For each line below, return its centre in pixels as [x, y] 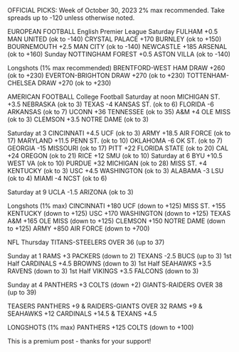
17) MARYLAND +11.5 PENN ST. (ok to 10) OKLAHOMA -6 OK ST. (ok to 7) [115, 141]
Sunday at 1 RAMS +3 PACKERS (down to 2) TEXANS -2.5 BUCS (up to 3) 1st [119, 256]
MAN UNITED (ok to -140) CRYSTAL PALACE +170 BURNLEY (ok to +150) [115, 39]
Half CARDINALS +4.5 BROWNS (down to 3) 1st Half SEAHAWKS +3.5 [110, 263]
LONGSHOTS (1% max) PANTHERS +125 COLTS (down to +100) [101, 327]
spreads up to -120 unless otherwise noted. [71, 18]
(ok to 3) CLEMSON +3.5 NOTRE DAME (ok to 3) [78, 119]
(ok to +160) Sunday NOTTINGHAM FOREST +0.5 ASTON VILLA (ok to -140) [119, 54]
